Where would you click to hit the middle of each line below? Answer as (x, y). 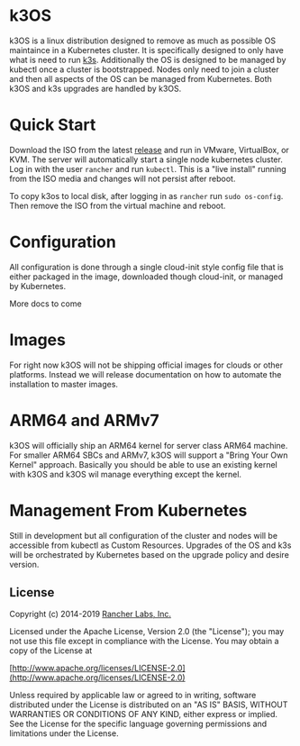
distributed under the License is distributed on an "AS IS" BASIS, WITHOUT (149, 705)
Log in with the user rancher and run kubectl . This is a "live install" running (148, 168)
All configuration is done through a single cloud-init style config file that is (146, 267)
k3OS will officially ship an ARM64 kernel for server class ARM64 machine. (149, 445)
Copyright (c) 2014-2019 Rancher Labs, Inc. (91, 614)
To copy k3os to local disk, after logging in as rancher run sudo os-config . (146, 196)
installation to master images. (64, 384)
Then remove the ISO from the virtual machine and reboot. (118, 205)
